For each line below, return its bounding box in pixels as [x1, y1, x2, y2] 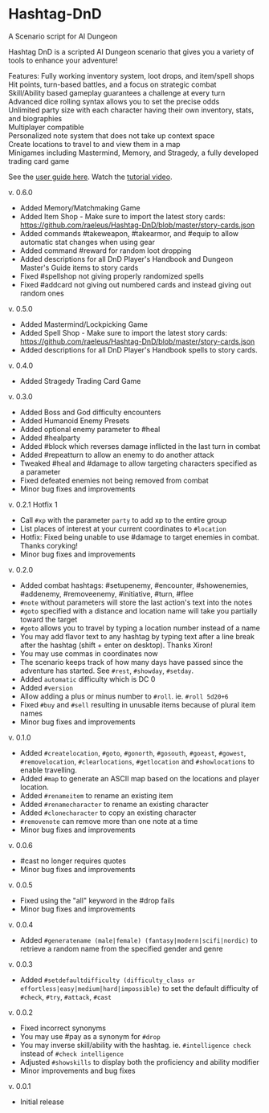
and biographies [8, 113, 63, 123]
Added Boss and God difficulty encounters [19, 407, 161, 417]
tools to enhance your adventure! [8, 55, 118, 65]
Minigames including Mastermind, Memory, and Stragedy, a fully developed [8, 148, 259, 157]
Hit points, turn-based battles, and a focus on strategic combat [8, 79, 217, 89]
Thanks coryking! [19, 540, 79, 550]
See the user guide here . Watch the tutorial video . [8, 172, 173, 181]
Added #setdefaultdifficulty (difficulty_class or [19, 975, 195, 985]
